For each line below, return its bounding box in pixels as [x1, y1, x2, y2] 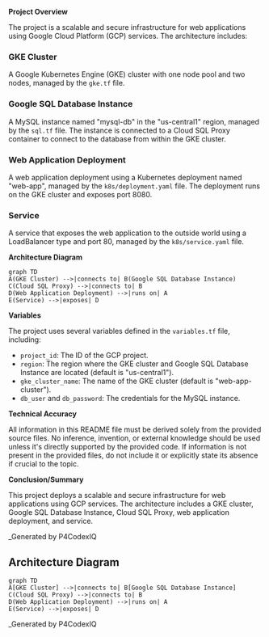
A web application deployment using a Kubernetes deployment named [8, 172, 242, 182]
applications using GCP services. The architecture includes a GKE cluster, [8, 499, 254, 508]
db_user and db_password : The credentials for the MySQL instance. [19, 394, 241, 403]
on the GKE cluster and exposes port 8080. [8, 189, 153, 199]
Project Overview [8, 7, 69, 16]
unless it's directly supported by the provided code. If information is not [8, 442, 247, 452]
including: [8, 335, 42, 344]
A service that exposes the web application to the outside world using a [8, 228, 246, 238]
